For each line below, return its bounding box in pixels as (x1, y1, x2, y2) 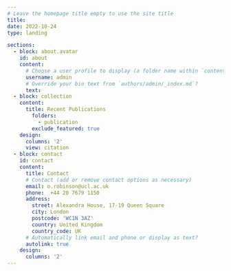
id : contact (19, 157, 54, 164)
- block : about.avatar (13, 48, 78, 55)
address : (25, 196, 51, 203)
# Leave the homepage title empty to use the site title (7, 10, 174, 17)
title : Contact (25, 170, 69, 177)
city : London (32, 208, 69, 216)
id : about (19, 54, 48, 62)
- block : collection (13, 93, 72, 100)
